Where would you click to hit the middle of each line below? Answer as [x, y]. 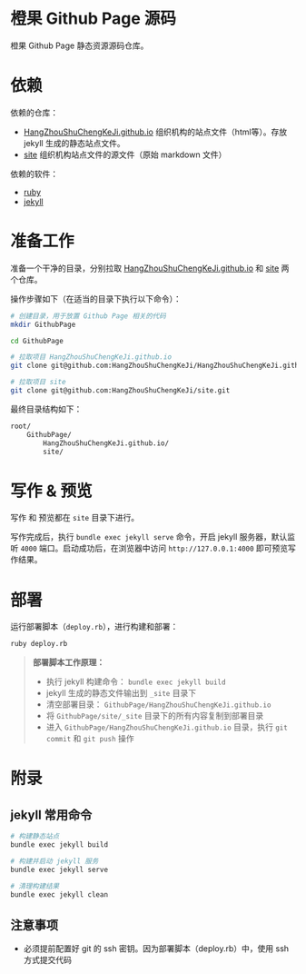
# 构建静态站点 [35, 837]
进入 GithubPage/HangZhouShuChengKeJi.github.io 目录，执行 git [167, 727]
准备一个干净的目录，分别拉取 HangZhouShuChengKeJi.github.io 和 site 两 [150, 268]
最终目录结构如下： [46, 409]
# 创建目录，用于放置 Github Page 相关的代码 [88, 316]
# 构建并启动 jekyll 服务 [54, 861]
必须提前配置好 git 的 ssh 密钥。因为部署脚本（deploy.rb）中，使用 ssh [156, 949]
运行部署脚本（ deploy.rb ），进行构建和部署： [94, 627]
